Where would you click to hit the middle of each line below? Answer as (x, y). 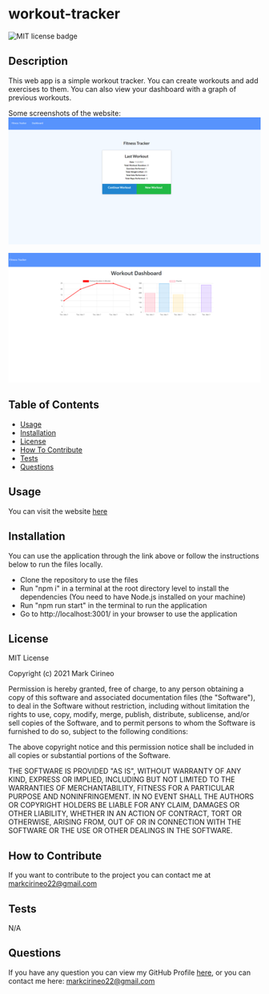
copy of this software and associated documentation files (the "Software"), (132, 698)
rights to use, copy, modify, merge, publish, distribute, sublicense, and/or (129, 715)
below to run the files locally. (56, 564)
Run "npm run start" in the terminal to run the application (113, 605)
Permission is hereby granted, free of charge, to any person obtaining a (126, 689)
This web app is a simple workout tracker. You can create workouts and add (133, 80)
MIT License (29, 658)
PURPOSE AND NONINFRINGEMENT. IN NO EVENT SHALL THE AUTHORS (131, 796)
